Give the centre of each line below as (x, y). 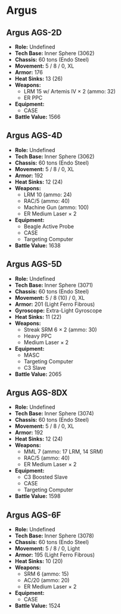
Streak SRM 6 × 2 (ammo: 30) (60, 329)
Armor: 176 (29, 72)
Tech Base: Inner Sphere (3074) (54, 414)
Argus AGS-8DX (37, 393)
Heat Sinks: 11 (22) (38, 317)
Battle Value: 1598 (38, 496)
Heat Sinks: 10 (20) (39, 561)
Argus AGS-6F (34, 515)
